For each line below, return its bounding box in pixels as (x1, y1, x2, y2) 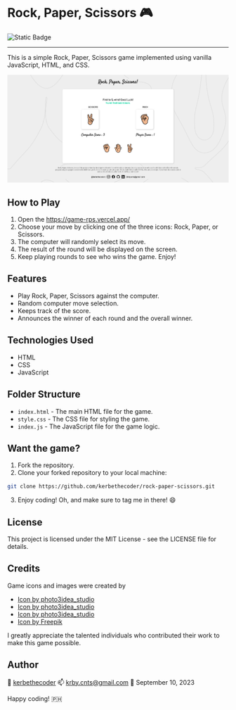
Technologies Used (7, 334, 93, 346)
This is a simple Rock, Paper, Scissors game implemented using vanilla (7, 53, 212, 61)
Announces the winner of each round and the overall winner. (17, 314, 193, 322)
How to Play (7, 196, 61, 208)
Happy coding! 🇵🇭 (7, 694, 63, 703)
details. (7, 543, 29, 551)
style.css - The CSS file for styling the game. (17, 414, 150, 423)
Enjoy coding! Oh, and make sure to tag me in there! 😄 (17, 496, 176, 505)
